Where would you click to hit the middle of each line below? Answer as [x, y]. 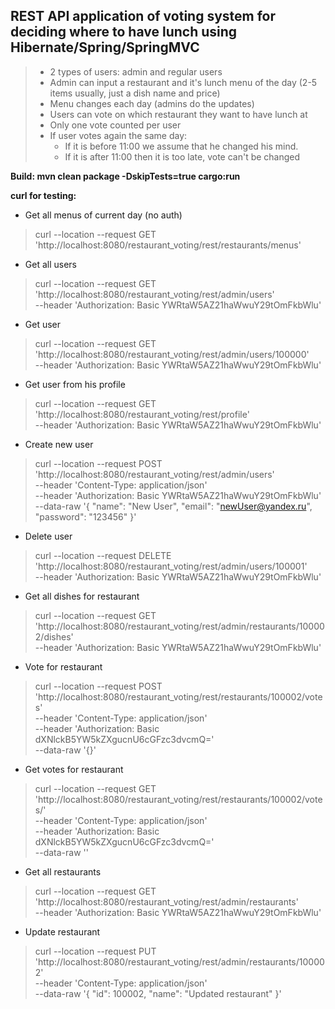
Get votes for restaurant [74, 769]
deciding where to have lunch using [124, 32]
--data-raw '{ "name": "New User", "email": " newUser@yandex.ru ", [173, 506]
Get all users [50, 264]
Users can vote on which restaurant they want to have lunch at [178, 114]
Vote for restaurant [63, 666]
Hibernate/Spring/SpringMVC [105, 47]
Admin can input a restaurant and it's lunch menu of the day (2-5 [183, 82]
